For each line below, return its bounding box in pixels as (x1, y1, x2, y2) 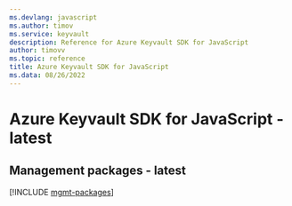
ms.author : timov (9, 21, 74, 30)
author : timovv (9, 46, 66, 55)
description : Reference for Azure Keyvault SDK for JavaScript (9, 37, 249, 47)
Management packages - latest (9, 163, 187, 178)
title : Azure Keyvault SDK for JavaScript (9, 63, 169, 72)
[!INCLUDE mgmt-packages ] (9, 186, 114, 197)
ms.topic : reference (9, 54, 86, 63)
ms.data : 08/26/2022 (9, 71, 86, 80)
